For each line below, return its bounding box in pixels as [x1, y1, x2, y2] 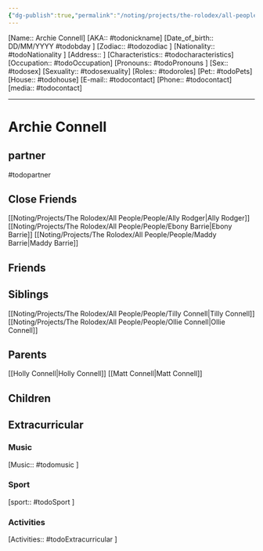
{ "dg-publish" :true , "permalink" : [8, 11, 117, 20]
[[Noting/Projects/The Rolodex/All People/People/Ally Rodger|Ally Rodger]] [8, 213, 250, 223]
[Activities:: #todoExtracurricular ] [8, 535, 117, 544]
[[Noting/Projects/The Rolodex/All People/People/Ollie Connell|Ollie [8, 317, 225, 327]
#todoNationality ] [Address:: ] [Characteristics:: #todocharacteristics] [8, 49, 234, 59]
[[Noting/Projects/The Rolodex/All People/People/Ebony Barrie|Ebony [8, 221, 232, 232]
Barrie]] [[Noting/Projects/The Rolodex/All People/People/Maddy [8, 230, 217, 239]
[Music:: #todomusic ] [8, 460, 79, 469]
